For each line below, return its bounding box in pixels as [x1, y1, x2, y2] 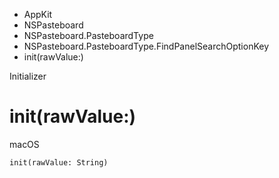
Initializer [9, 70, 47, 82]
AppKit [23, 9, 53, 20]
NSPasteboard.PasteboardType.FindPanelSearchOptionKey [23, 40, 270, 52]
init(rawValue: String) [9, 157, 109, 168]
